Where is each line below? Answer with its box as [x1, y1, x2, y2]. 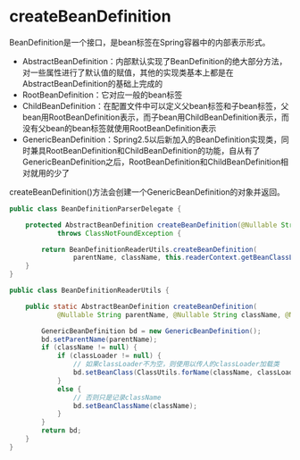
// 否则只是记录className [72, 393, 162, 402]
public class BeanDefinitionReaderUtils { [9, 286, 170, 296]
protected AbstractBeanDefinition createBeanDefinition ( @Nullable [25, 221, 278, 230]
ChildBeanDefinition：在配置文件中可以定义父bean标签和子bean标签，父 [21, 100, 289, 111]
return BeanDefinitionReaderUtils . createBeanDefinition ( [41, 245, 257, 254]
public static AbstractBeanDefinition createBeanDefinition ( [25, 302, 257, 311]
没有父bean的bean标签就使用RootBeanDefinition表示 [21, 122, 217, 133]
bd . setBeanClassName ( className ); [72, 401, 198, 410]
